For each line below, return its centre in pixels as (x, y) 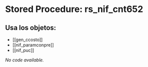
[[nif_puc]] (23, 50)
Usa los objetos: (31, 28)
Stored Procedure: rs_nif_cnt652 (74, 9)
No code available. (24, 60)
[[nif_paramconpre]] (33, 45)
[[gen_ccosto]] (27, 39)
